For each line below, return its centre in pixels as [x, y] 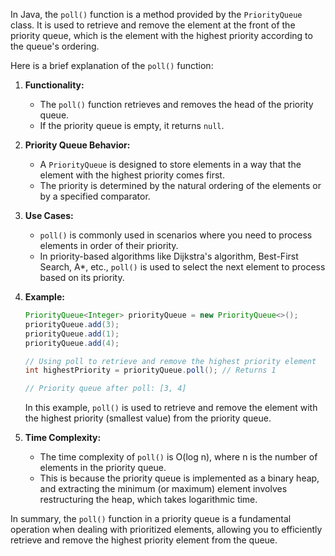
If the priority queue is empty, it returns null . [132, 125]
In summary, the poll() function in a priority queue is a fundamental [151, 519]
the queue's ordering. [55, 46]
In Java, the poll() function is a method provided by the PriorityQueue [156, 14]
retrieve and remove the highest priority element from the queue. [144, 540]
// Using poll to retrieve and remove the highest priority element [170, 361]
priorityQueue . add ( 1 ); [72, 334]
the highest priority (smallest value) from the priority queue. [148, 418]
